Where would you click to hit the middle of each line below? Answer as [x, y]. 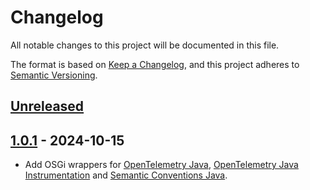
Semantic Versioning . [54, 75]
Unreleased [47, 106]
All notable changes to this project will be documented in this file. [145, 45]
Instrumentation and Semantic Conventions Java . [126, 175]
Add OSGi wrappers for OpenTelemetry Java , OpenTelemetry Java [161, 165]
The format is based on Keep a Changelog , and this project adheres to [155, 64]
